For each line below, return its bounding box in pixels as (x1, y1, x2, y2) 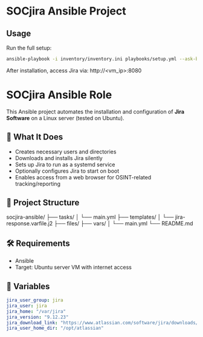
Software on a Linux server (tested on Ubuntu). (6, 114, 125, 121)
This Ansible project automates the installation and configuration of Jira (6, 108, 185, 115)
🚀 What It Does (6, 132, 63, 143)
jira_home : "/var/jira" (6, 308, 66, 315)
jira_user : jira (6, 303, 47, 309)
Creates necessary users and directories (14, 148, 117, 155)
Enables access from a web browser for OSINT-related (14, 173, 152, 181)
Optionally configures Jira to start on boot (14, 167, 120, 175)
